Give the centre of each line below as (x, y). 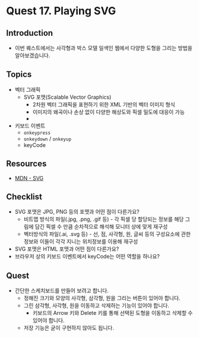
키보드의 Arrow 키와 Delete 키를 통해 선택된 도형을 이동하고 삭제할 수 (113, 313)
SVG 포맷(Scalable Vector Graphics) (67, 97)
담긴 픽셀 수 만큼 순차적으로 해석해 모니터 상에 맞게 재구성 (101, 227)
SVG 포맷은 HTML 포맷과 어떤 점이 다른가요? (67, 249)
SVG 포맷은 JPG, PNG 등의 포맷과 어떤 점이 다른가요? (77, 212)
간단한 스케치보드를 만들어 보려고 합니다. (61, 291)
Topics (19, 75)
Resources (26, 164)
